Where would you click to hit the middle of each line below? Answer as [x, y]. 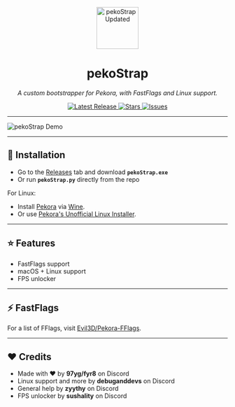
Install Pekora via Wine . [51, 206]
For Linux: [22, 193]
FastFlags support [43, 264]
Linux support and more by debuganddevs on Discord [96, 381]
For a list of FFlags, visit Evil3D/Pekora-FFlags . [74, 328]
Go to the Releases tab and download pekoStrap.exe [93, 172]
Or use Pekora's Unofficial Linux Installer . [77, 214]
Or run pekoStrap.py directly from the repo [78, 179]
